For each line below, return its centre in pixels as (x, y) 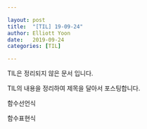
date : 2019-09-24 (36, 39)
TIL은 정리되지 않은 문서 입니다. (50, 73)
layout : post (26, 20)
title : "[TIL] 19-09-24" (45, 26)
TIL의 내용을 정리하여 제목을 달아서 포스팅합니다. (74, 88)
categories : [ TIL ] (34, 47)
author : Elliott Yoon (39, 33)
